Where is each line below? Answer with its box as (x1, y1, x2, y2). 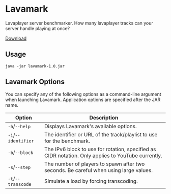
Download (5, 35, 27, 41)
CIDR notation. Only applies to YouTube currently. (44, 152, 163, 159)
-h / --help (8, 123, 31, 130)
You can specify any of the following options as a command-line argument (5, 91, 161, 97)
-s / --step (8, 163, 31, 171)
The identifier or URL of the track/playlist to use (44, 131, 158, 138)
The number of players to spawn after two (44, 160, 145, 167)
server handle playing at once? (5, 25, 70, 31)
